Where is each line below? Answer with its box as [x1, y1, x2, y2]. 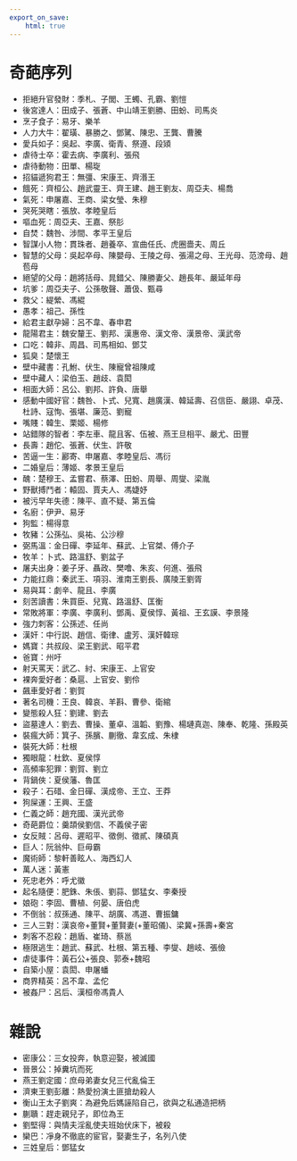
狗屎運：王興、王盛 [21, 797, 94, 808]
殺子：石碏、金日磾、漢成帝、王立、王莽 [21, 786, 171, 797]
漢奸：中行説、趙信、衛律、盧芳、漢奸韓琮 [21, 630, 179, 640]
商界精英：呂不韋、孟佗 [21, 975, 109, 987]
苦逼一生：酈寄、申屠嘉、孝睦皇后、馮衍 [21, 451, 171, 462]
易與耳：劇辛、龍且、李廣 [21, 585, 117, 596]
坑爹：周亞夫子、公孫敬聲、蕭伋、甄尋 [21, 283, 163, 295]
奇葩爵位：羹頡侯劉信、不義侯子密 [21, 819, 148, 831]
